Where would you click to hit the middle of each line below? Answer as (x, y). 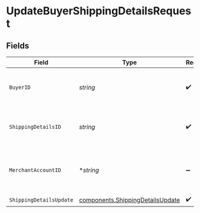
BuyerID (20, 87)
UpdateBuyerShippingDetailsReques (99, 11)
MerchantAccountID (35, 170)
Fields (18, 46)
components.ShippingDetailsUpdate (129, 200)
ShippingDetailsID (35, 127)
